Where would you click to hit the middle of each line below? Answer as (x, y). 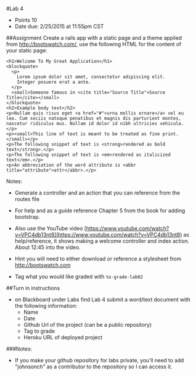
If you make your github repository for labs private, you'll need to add (99, 360)
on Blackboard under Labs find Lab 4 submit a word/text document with (102, 299)
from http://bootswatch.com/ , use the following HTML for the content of (94, 44)
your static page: (27, 50)
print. (171, 134)
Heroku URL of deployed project (63, 337)
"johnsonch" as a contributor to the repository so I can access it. (94, 367)
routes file (27, 199)
